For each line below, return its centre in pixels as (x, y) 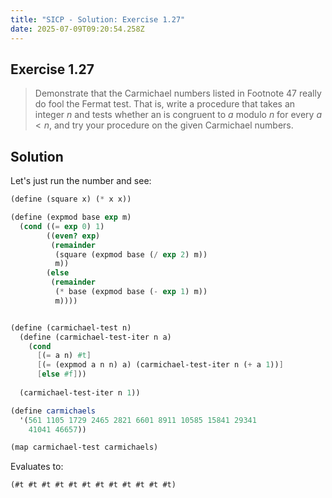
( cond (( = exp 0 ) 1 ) (62, 226)
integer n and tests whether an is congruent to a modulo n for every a (178, 115)
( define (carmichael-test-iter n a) (95, 337)
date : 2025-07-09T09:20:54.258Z (77, 29)
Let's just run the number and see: (81, 181)
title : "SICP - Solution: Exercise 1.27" (98, 19)
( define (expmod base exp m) (71, 217)
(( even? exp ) (73, 236)
